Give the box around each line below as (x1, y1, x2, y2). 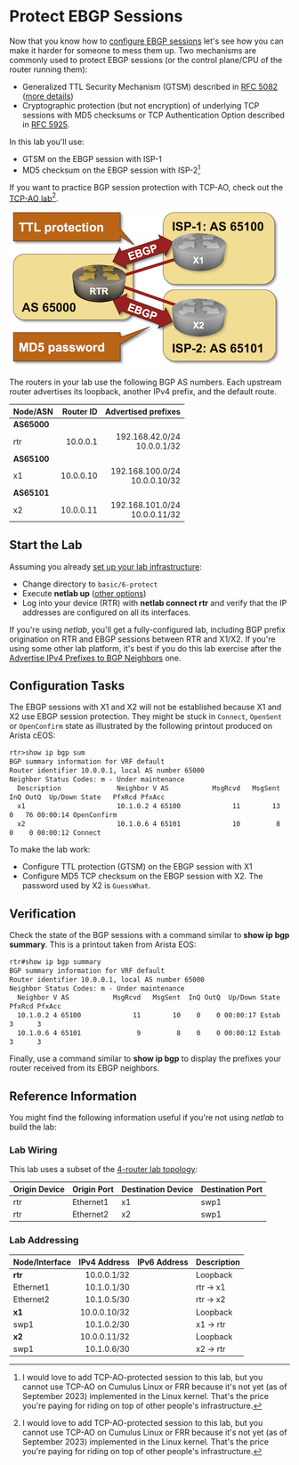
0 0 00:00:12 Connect (9, 829, 101, 838)
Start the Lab (9, 538, 83, 553)
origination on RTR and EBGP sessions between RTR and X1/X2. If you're (9, 634, 276, 644)
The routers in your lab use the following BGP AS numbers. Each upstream (9, 376, 282, 388)
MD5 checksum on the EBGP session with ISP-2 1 (21, 163, 201, 175)
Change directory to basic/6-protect (21, 579, 158, 589)
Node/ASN (12, 406, 53, 417)
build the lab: (9, 1121, 57, 1132)
